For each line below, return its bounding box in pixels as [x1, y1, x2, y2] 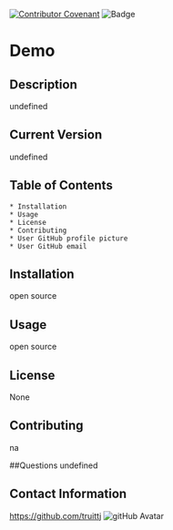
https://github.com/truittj [9, 510, 102, 521]
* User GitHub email [9, 241, 88, 250]
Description [9, 76, 77, 92]
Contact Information [9, 486, 127, 502]
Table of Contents [9, 178, 114, 193]
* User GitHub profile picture [9, 233, 128, 243]
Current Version [9, 127, 103, 143]
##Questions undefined [9, 460, 98, 471]
